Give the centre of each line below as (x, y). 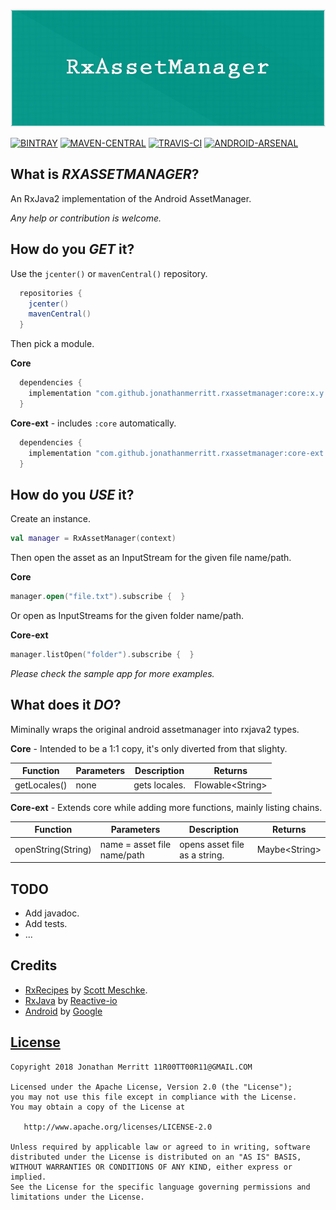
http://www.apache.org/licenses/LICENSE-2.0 (118, 1127)
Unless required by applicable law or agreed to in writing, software (160, 1147)
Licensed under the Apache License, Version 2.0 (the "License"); (151, 1087)
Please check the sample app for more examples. (112, 673)
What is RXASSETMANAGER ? (105, 174)
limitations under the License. (77, 1197)
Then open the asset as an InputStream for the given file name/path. (151, 558)
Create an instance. (51, 519)
